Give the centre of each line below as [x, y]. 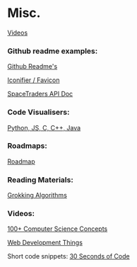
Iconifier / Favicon [34, 80]
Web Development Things [45, 243]
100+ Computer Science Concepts [58, 229]
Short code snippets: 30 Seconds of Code [68, 256]
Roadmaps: [27, 146]
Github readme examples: [53, 51]
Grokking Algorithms [37, 195]
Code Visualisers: [38, 113]
